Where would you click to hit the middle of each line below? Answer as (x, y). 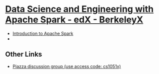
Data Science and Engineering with (79, 9)
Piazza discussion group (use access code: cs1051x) (66, 66)
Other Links (24, 54)
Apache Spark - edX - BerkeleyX (74, 20)
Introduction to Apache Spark (43, 33)
